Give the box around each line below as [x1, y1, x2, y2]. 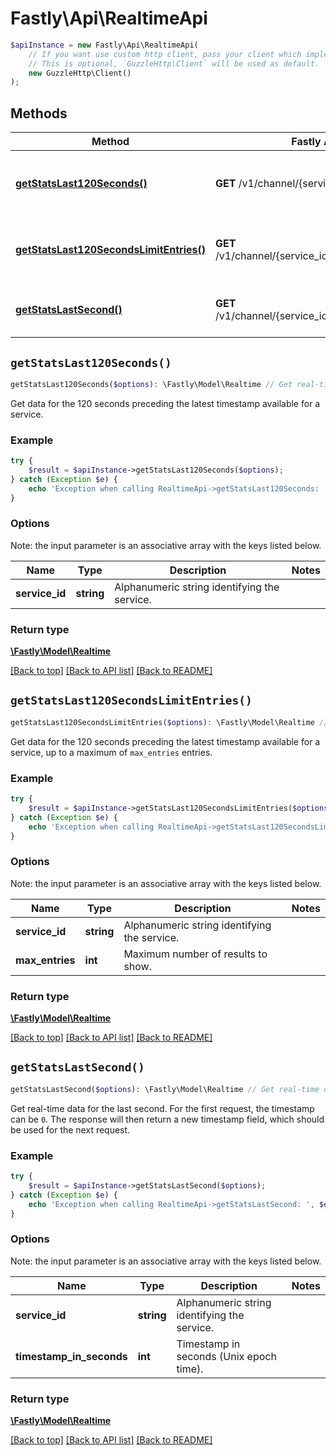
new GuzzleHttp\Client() [28, 68, 132, 78]
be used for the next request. [10, 1123, 131, 1136]
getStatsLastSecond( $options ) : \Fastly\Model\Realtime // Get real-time [10, 1084, 320, 1094]
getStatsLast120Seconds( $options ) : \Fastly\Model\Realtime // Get [10, 379, 293, 389]
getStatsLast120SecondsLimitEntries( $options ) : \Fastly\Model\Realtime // [10, 717, 329, 727]
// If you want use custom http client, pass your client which [28, 49, 302, 59]
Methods [10, 105, 68, 122]
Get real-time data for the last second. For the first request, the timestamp [10, 1102, 315, 1114]
